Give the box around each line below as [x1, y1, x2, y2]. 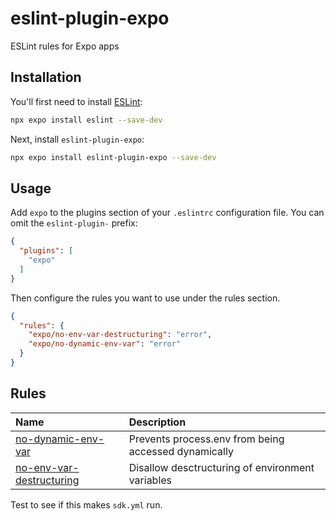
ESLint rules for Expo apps [10, 40, 120, 52]
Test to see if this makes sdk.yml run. [10, 498, 163, 511]
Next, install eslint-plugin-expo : [10, 133, 145, 145]
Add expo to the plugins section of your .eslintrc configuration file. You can [10, 207, 325, 219]
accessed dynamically [128, 444, 234, 458]
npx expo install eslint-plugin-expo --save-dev [10, 152, 217, 162]
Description [128, 415, 187, 429]
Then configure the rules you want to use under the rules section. [10, 292, 281, 304]
